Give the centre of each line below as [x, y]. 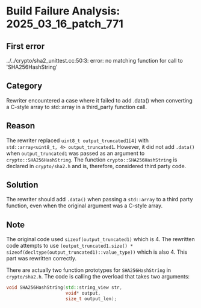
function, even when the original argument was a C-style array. [85, 206]
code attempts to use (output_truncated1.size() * [70, 246]
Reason [21, 126]
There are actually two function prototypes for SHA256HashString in [89, 270]
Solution [22, 185]
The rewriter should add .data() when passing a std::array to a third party [100, 200]
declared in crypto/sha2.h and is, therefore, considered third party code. [96, 166]
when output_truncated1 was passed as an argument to [76, 153]
